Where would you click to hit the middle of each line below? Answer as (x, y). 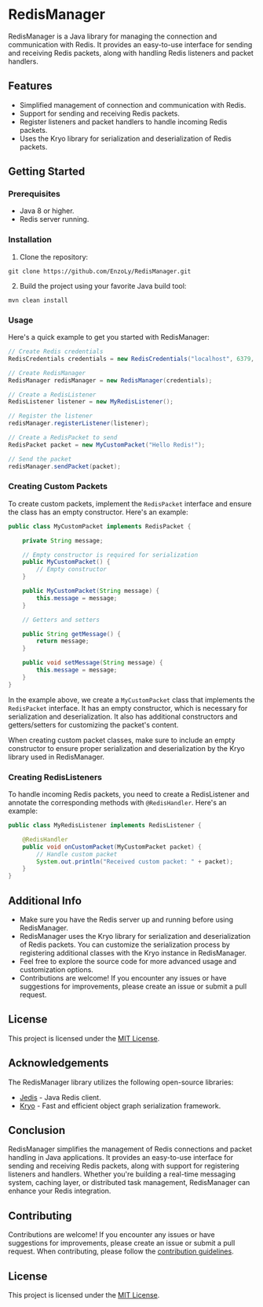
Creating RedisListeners (55, 777)
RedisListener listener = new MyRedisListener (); (91, 402)
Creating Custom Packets (58, 487)
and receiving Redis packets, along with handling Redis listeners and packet (131, 53)
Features (30, 86)
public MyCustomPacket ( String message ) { (91, 591)
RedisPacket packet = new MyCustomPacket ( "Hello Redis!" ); (107, 445)
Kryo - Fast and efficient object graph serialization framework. (120, 1106)
